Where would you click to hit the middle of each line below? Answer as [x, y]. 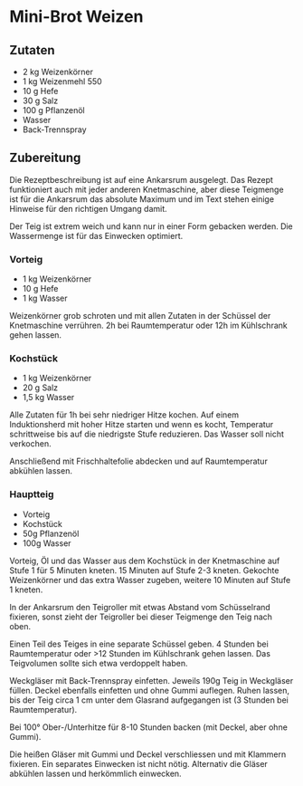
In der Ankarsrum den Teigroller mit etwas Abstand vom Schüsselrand [140, 607]
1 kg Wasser [45, 298]
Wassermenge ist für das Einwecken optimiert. [96, 235]
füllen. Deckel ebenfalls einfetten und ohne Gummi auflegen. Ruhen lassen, [150, 690]
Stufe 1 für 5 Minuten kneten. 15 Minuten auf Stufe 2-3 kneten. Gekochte [144, 570]
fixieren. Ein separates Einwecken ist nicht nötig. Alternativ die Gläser [139, 763]
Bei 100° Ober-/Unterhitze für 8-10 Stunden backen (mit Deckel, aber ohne [148, 727]
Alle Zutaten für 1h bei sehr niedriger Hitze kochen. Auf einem [124, 415]
